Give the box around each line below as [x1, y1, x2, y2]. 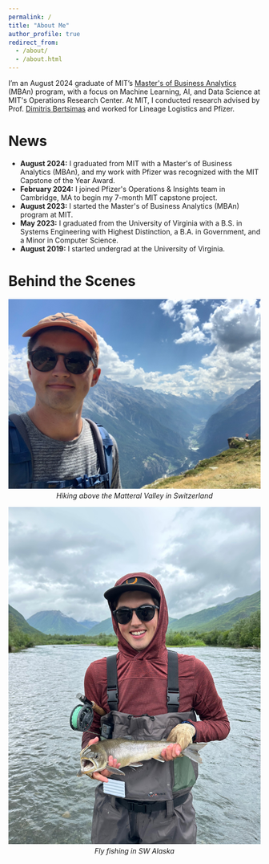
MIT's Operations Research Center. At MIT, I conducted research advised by [8, 96, 260, 104]
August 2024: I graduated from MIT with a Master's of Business [19, 158, 232, 168]
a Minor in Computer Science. [19, 235, 118, 245]
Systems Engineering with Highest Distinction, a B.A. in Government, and [19, 226, 261, 236]
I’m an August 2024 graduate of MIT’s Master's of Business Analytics [8, 79, 237, 88]
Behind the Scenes [8, 272, 136, 291]
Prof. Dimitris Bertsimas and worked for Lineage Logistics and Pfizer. [8, 104, 235, 113]
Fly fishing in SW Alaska [94, 846, 175, 855]
